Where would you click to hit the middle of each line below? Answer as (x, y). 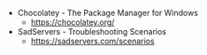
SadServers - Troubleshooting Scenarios (92, 31)
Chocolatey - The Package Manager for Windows (108, 13)
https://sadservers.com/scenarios (92, 41)
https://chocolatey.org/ (73, 22)
